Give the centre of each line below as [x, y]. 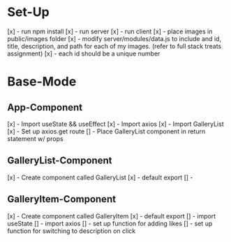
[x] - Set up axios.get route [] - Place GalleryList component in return [106, 131]
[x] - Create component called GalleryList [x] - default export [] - [100, 177]
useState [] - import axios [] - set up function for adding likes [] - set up [110, 223]
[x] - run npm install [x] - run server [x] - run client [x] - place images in [110, 31]
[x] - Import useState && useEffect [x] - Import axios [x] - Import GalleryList [116, 124]
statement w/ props [36, 138]
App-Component [45, 107]
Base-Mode [42, 82]
